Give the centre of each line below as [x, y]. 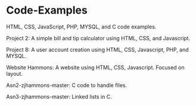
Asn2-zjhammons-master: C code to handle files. [66, 85]
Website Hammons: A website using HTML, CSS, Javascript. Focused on [95, 67]
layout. [14, 73]
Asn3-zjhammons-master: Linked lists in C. [59, 97]
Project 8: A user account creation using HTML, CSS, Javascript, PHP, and [97, 49]
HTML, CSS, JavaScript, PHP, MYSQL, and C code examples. [81, 27]
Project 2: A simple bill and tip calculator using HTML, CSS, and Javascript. [98, 38]
